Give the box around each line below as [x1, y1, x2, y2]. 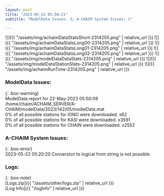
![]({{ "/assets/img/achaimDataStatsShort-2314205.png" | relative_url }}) [5, 34, 154, 40]
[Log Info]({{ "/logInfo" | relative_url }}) [5, 186, 85, 192]
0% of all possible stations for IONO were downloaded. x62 [5, 111, 127, 117]
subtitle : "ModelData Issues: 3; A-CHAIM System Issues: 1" [5, 16, 133, 21]
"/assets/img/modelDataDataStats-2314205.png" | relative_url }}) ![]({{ [11, 56, 157, 62]
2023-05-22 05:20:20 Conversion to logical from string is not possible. [5, 151, 151, 157]
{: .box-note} [5, 175, 31, 181]
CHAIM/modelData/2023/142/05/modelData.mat [5, 106, 105, 112]
